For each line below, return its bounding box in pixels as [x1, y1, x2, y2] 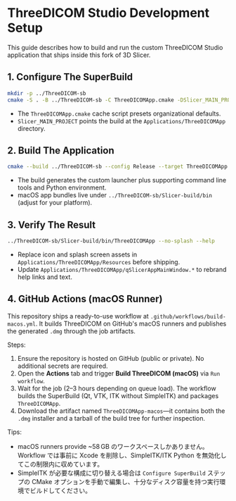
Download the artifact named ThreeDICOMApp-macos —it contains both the [17, 407, 225, 415]
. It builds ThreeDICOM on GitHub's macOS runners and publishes [35, 319, 227, 328]
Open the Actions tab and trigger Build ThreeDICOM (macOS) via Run [17, 369, 221, 378]
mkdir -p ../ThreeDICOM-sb [7, 89, 86, 97]
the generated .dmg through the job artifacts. [7, 326, 136, 335]
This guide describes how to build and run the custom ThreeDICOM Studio [7, 43, 223, 51]
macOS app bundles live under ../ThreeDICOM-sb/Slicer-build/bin [17, 191, 213, 199]
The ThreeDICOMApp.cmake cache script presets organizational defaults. [17, 109, 221, 118]
